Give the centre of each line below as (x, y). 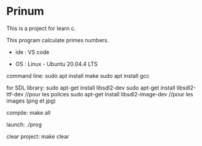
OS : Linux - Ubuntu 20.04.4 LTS (56, 64)
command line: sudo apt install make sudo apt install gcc (78, 75)
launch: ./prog (24, 125)
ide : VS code (32, 52)
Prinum (25, 11)
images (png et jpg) (31, 101)
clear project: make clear (38, 136)
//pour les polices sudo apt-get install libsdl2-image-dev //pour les (109, 94)
